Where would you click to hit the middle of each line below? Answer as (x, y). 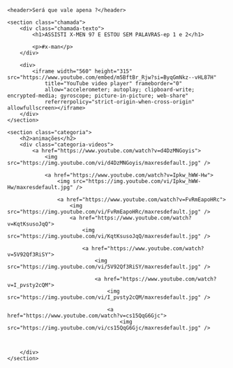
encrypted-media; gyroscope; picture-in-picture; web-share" (98, 96)
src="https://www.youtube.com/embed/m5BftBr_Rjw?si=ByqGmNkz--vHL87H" (112, 78)
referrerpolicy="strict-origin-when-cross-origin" (120, 102)
